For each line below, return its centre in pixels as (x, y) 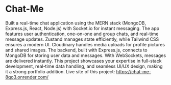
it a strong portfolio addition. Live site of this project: (60, 71)
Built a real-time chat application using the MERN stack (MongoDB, (76, 23)
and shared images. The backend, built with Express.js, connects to (76, 50)
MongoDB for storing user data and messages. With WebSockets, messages (86, 55)
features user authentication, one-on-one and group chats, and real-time (82, 34)
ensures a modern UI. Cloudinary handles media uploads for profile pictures (85, 44)
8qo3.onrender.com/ (27, 77)
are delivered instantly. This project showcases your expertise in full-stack (83, 61)
